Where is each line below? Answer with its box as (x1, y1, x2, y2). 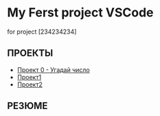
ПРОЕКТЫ (7, 47, 54, 59)
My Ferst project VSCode (7, 5, 154, 21)
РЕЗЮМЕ (7, 100, 48, 112)
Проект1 (16, 73, 42, 81)
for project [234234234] (7, 27, 77, 36)
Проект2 (16, 80, 43, 89)
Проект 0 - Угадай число (16, 65, 91, 73)
